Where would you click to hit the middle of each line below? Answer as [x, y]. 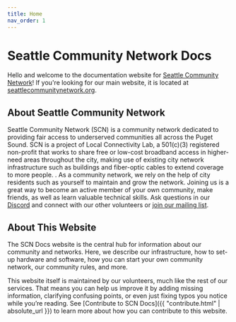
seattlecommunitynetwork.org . [52, 90]
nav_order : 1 [26, 21]
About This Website [52, 227]
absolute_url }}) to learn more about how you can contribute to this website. [117, 311]
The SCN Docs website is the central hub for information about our [105, 245]
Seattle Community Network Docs [110, 56]
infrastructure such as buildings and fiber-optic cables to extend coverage [116, 167]
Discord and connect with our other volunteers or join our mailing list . [108, 205]
